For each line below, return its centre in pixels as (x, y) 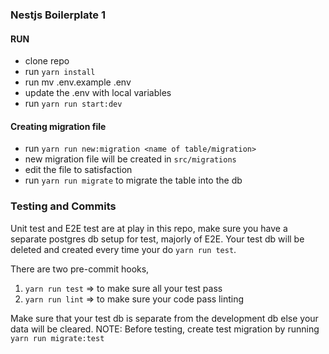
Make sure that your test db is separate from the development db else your (164, 318)
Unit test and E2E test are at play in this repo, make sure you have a (149, 228)
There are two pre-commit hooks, (80, 269)
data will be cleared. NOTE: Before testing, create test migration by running (165, 329)
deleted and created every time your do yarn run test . (123, 249)
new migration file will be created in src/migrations (130, 159)
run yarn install (60, 72)
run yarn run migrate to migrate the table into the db (133, 180)
